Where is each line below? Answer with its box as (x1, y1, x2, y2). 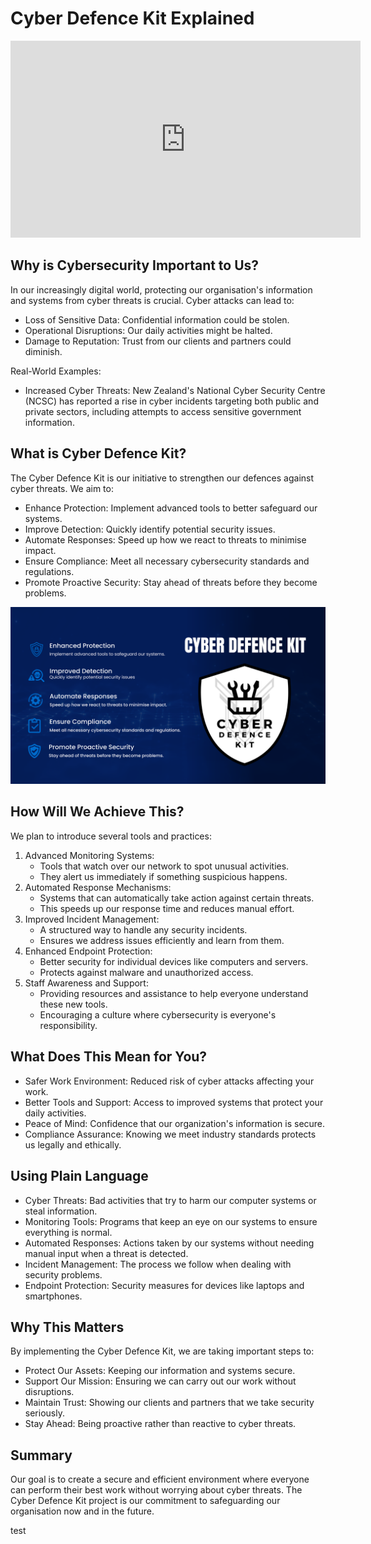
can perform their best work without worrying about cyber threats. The (10, 1484, 303, 1496)
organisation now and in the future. (10, 1505, 155, 1517)
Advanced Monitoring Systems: (24, 849, 155, 861)
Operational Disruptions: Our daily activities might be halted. (24, 324, 273, 336)
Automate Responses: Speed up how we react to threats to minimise (24, 533, 307, 546)
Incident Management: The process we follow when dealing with (24, 1258, 292, 1270)
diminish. (24, 345, 63, 357)
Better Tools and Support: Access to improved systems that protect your (24, 1096, 324, 1108)
